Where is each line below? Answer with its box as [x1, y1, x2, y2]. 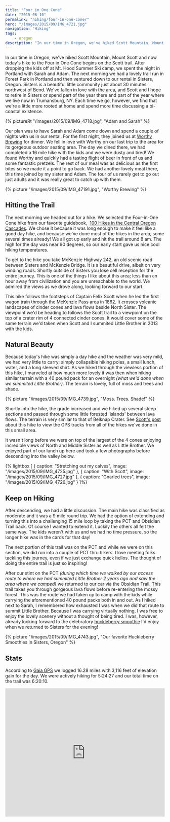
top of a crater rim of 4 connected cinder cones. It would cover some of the [5, 315, 163, 321]
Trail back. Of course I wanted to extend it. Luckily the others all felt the [5, 523, 154, 530]
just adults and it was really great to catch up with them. [5, 176, 122, 183]
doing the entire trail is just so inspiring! [5, 560, 88, 566]
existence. [21, 108, 43, 114]
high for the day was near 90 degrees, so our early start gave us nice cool [5, 241, 160, 247]
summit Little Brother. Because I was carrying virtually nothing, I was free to [5, 608, 163, 614]
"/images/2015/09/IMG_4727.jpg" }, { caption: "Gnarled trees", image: [5, 474, 150, 480]
